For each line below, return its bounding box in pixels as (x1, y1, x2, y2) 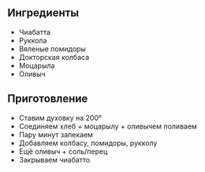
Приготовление (7, 92, 88, 106)
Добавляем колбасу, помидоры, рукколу (18, 138, 158, 148)
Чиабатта (18, 27, 51, 36)
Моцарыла (18, 61, 55, 70)
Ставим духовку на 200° (18, 113, 102, 122)
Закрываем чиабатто (18, 155, 91, 164)
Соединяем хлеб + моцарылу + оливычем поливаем (18, 122, 198, 131)
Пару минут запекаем (18, 129, 94, 139)
